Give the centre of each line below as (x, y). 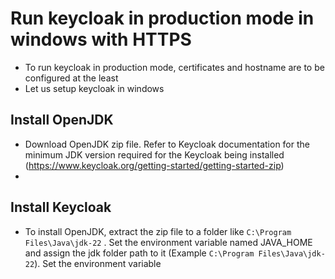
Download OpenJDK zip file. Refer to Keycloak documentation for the (167, 144)
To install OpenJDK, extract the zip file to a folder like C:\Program (158, 231)
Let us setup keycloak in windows (94, 88)
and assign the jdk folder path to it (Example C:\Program (139, 253)
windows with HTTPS (101, 39)
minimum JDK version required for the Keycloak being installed (154, 154)
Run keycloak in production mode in (162, 18)
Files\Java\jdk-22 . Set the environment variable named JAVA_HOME (168, 242)
